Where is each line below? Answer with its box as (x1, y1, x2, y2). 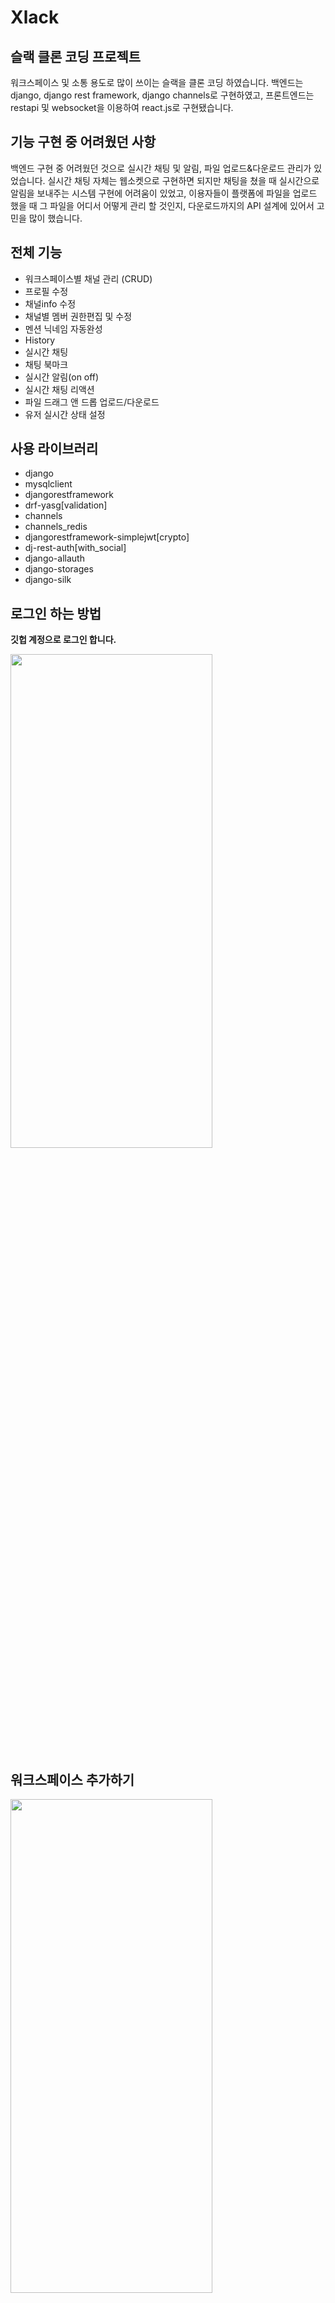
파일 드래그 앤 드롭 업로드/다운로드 (24, 396, 160, 408)
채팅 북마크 (24, 358, 69, 370)
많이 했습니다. (28, 212, 83, 224)
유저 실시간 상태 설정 (24, 408, 106, 420)
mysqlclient (24, 478, 73, 490)
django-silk (24, 574, 72, 586)
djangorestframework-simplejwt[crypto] (24, 531, 190, 543)
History (24, 334, 56, 346)
